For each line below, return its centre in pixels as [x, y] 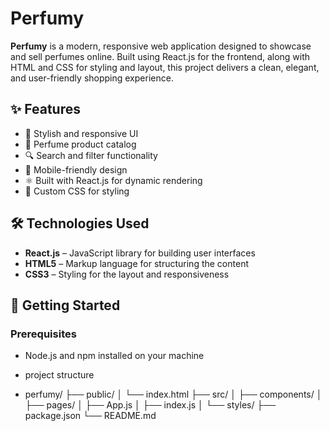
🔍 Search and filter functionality [91, 155]
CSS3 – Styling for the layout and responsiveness [127, 274]
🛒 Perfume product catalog [80, 144]
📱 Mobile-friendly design [76, 169]
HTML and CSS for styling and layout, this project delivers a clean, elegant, [165, 67]
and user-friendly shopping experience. [92, 78]
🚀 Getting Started [65, 305]
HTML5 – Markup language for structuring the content [136, 263]
